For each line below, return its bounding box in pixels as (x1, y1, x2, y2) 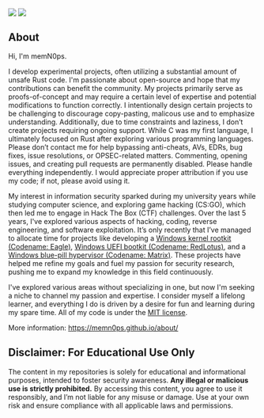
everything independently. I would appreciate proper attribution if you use (8, 167, 249, 177)
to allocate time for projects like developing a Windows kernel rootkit (8, 233, 232, 243)
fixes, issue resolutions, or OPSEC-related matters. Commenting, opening (8, 150, 247, 160)
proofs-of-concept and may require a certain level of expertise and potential (8, 92, 257, 101)
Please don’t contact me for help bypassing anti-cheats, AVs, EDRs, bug (8, 142, 243, 152)
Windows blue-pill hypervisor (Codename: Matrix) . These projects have (8, 250, 241, 260)
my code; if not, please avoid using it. (8, 176, 130, 185)
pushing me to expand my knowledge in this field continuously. (8, 267, 213, 276)
